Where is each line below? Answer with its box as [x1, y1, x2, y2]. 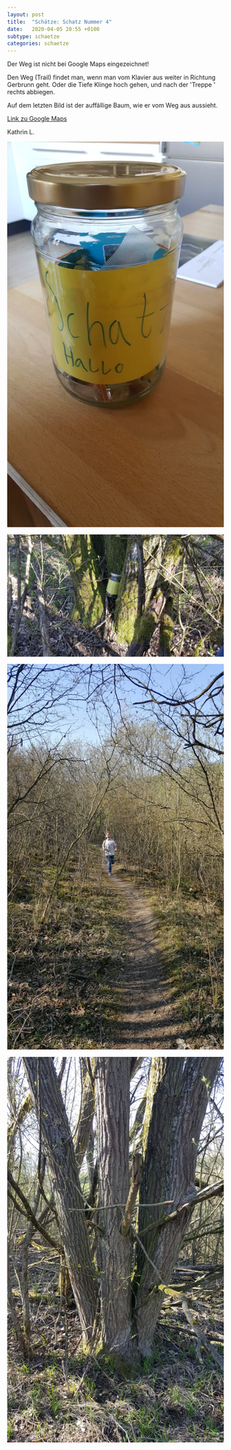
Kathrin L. [7, 128, 35, 136]
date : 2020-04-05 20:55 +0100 [7, 25, 100, 32]
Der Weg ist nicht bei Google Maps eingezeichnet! [7, 60, 149, 68]
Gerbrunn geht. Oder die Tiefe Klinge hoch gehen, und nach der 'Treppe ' [7, 81, 216, 89]
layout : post [7, 11, 45, 18]
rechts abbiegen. [7, 88, 55, 96]
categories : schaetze [7, 40, 69, 48]
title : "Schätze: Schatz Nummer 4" [7, 18, 112, 25]
